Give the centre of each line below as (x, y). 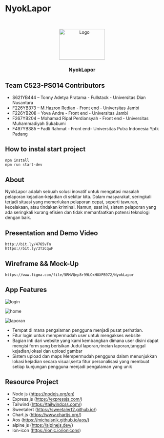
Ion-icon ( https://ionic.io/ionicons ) (47, 430)
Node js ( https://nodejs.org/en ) (43, 394)
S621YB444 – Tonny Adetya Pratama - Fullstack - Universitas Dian (79, 97)
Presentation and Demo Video (51, 233)
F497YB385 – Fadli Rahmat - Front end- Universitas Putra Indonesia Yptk (85, 128)
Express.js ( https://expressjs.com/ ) (47, 399)
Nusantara (22, 102)
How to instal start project (45, 149)
